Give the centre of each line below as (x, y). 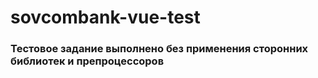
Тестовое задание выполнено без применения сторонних (159, 49)
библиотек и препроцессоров (87, 61)
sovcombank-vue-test (105, 17)
